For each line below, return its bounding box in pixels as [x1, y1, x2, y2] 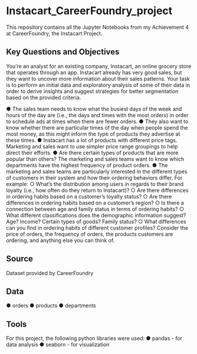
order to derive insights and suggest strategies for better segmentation [6, 87, 179, 95]
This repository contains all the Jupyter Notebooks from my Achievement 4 [6, 24, 189, 31]
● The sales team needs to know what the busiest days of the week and [6, 105, 182, 113]
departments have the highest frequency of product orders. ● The [6, 161, 168, 168]
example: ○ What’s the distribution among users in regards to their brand [6, 180, 184, 187]
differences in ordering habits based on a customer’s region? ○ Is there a [6, 199, 184, 206]
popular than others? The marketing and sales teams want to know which [6, 155, 185, 163]
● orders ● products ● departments [6, 302, 96, 309]
